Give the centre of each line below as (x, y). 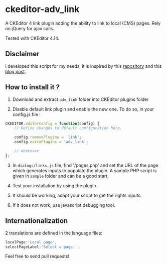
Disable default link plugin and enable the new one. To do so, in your (83, 109)
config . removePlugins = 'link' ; (48, 137)
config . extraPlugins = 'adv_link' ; (51, 142)
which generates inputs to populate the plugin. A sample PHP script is (85, 170)
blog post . (16, 71)
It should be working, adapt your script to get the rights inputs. (77, 195)
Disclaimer (22, 54)
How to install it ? (33, 87)
